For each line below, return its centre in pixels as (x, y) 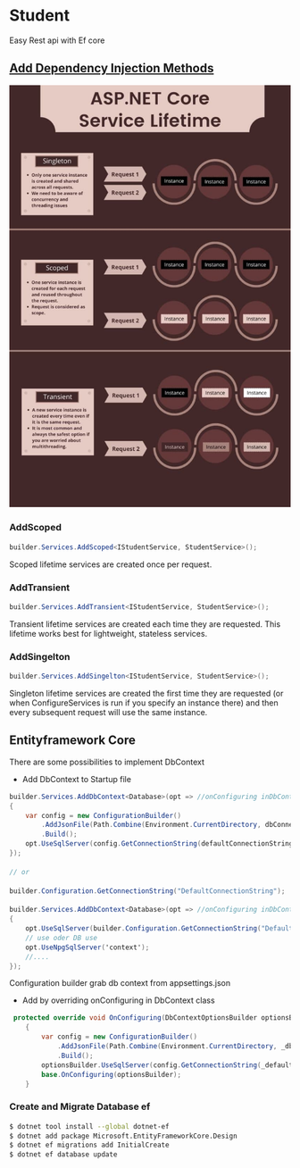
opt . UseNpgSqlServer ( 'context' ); (87, 947)
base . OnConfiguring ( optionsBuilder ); (111, 1074)
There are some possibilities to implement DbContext (107, 762)
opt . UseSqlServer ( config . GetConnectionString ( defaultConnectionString (159, 844)
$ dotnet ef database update (63, 1155)
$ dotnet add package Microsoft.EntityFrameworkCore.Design (124, 1136)
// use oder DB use (62, 938)
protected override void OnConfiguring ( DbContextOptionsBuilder (135, 1018)
